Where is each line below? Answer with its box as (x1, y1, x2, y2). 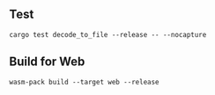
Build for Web (9, 55, 85, 69)
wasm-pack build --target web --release (9, 77, 160, 86)
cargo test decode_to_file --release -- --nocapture (9, 30, 207, 39)
